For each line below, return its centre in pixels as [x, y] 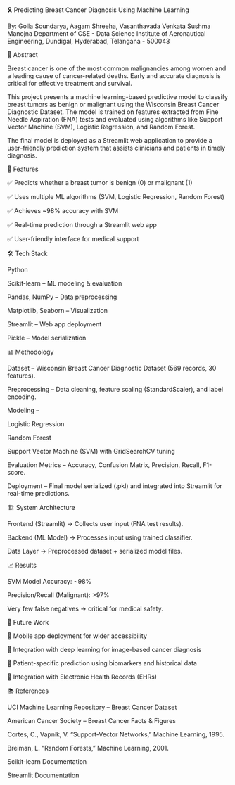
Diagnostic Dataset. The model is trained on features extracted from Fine [113, 112]
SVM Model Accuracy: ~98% [50, 581]
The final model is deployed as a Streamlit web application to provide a [110, 140]
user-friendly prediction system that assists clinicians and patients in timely [116, 148]
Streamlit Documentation [43, 775]
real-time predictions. [39, 493]
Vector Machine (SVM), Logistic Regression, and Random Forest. [101, 127]
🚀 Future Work [28, 622]
